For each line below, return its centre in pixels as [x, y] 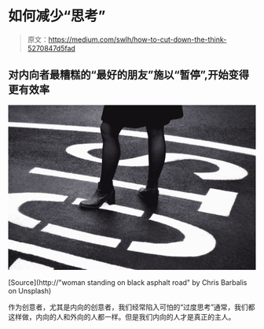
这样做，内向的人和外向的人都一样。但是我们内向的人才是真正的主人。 [122, 317]
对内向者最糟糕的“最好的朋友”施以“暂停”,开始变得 [129, 75]
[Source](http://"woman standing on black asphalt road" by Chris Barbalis [128, 283]
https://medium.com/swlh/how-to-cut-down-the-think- [137, 39]
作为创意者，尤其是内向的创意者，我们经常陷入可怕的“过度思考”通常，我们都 [132, 307]
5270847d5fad [51, 48]
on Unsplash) [30, 291]
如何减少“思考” [57, 16]
